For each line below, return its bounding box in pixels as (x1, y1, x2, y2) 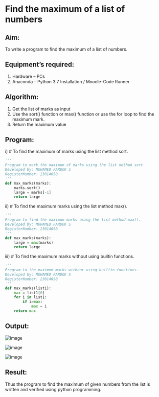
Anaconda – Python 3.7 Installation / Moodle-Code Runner (12, 78, 130, 84)
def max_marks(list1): (5, 285, 51, 291)
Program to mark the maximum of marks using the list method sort (5, 163, 143, 167)
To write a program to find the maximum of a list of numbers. (5, 47, 128, 52)
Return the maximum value (12, 121, 67, 127)
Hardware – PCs (12, 73, 45, 79)
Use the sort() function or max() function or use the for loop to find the (12, 111, 155, 117)
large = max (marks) (14, 240, 54, 245)
